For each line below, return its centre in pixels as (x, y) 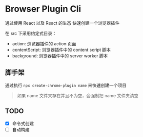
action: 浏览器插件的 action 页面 (44, 43)
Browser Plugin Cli (43, 9)
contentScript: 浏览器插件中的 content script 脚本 (61, 50)
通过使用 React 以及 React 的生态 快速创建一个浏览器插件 (62, 23)
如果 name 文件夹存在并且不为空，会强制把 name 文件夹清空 (78, 95)
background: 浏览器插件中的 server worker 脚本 (60, 56)
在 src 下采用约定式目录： (31, 33)
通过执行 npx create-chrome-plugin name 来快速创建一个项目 (66, 85)
